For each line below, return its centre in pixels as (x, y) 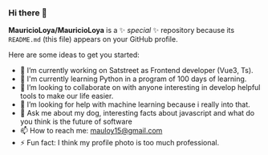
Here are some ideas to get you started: (74, 55)
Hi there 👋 (28, 13)
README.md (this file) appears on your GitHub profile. (93, 39)
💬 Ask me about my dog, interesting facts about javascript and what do (137, 113)
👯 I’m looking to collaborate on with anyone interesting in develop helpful (140, 88)
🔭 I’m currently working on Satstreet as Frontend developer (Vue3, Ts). (137, 71)
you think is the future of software (76, 122)
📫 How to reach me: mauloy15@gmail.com (91, 131)
